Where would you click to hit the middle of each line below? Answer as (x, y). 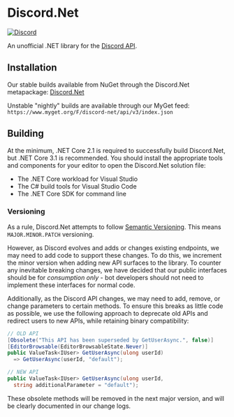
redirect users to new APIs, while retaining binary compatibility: (98, 321)
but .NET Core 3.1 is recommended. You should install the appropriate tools (115, 158)
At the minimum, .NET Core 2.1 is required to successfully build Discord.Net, (116, 150)
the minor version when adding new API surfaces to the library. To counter (114, 263)
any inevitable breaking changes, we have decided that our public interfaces (117, 270)
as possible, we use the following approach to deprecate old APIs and (108, 313)
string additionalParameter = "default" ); (76, 385)
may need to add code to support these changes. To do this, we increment (115, 255)
